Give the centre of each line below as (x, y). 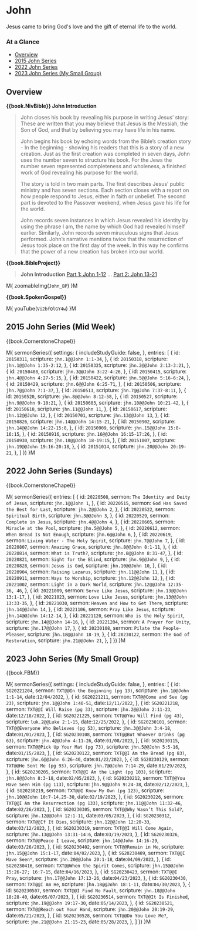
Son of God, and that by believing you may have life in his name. (98, 130)
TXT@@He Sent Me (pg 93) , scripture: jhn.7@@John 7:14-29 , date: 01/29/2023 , (96, 766)
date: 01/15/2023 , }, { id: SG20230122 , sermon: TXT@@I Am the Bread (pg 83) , (96, 753)
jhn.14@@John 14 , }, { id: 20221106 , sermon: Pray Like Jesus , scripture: (91, 609)
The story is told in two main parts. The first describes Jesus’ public (102, 184)
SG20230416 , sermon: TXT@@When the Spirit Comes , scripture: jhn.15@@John (95, 866)
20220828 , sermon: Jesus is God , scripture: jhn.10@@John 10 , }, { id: (87, 565)
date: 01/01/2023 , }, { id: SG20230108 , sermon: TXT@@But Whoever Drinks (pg (96, 734)
